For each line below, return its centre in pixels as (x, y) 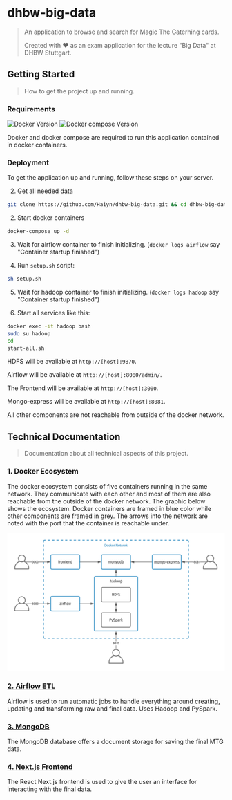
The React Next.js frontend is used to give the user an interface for (102, 782)
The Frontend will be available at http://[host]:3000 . (83, 388)
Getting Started (41, 74)
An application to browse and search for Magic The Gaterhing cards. (122, 32)
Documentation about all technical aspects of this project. (106, 454)
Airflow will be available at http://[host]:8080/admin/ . (85, 375)
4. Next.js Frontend (40, 767)
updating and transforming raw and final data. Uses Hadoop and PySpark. (112, 708)
